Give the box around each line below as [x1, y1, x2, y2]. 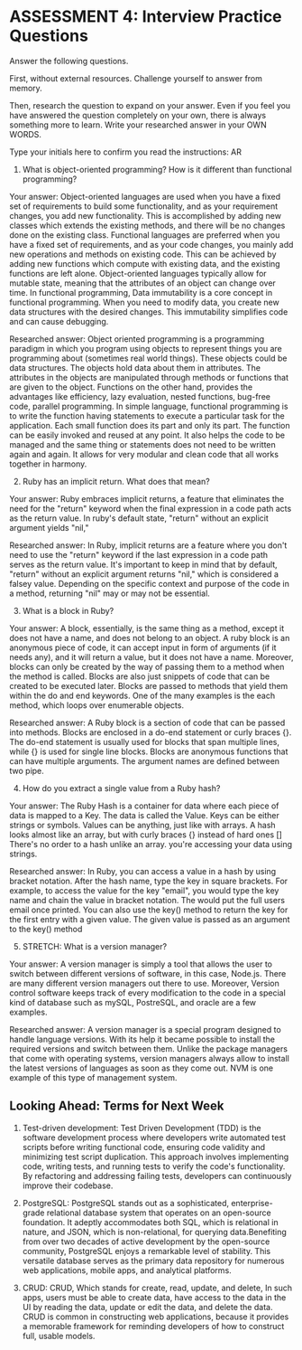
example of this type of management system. [9, 1072, 178, 1082]
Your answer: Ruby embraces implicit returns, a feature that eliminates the [9, 493, 285, 504]
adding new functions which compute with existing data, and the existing [9, 258, 281, 269]
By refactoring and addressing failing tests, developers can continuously [22, 1170, 292, 1181]
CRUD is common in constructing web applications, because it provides [22, 1311, 289, 1322]
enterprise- [231, 1197, 273, 1208]
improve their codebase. [22, 1180, 114, 1191]
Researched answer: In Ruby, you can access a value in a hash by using [9, 865, 277, 876]
